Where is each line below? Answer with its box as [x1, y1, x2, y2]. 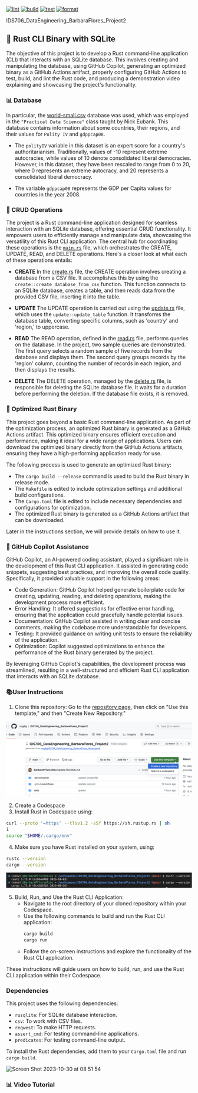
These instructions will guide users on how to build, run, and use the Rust [6, 966, 184, 973]
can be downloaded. [14, 516, 65, 523]
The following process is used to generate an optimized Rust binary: [6, 461, 172, 468]
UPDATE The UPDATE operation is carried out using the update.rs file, [14, 304, 186, 312]
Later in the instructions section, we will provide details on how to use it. [6, 528, 181, 535]
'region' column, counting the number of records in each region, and [14, 360, 181, 367]
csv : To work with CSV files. [14, 1017, 82, 1025]
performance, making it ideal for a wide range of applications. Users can [6, 437, 182, 444]
